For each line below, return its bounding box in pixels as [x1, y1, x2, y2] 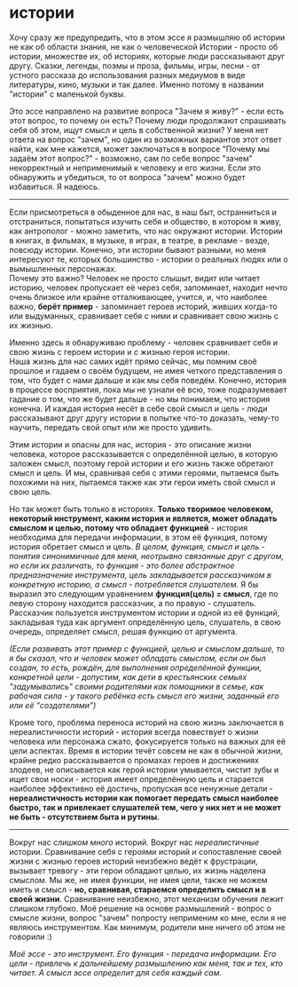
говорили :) [9, 931, 52, 942]
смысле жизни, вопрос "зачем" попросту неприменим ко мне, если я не [9, 912, 286, 923]
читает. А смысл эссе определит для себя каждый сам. [9, 967, 222, 978]
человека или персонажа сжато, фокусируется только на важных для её [9, 736, 286, 746]
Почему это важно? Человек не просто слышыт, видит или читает [9, 272, 261, 283]
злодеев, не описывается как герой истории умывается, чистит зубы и [9, 764, 279, 775]
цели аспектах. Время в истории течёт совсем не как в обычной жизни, [9, 745, 284, 756]
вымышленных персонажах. [9, 263, 117, 273]
